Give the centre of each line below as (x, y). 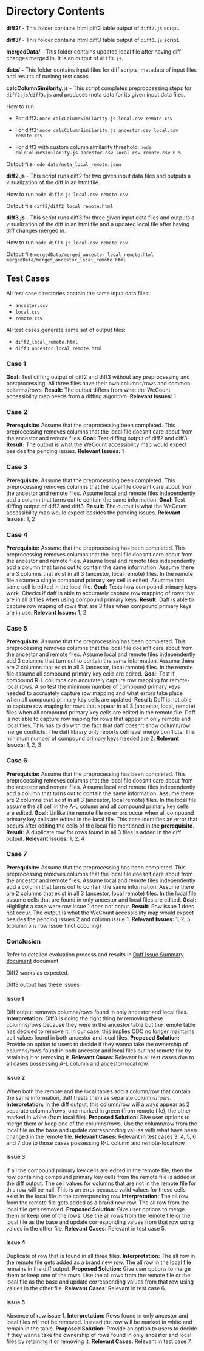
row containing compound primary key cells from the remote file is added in (101, 1177)
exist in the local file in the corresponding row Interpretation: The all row (97, 1196)
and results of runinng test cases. (48, 76)
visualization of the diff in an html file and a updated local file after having (98, 224)
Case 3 (17, 467)
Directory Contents (56, 11)
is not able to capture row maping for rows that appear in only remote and (99, 719)
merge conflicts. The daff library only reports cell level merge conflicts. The (101, 732)
